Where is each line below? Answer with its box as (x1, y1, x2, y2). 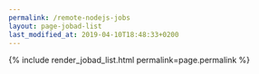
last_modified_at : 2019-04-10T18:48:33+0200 (8, 30, 179, 39)
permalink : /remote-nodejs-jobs (8, 13, 130, 23)
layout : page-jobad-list (8, 22, 102, 31)
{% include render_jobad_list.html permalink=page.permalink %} (8, 55, 251, 66)
